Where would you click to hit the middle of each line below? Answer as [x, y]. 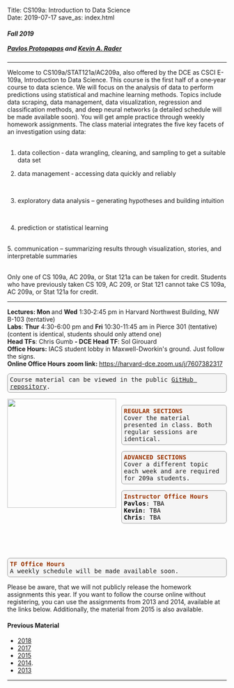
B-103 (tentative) [31, 319]
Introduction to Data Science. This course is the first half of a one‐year [125, 80]
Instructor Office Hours [166, 496]
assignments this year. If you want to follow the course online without [107, 594]
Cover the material [157, 418]
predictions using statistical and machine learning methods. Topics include [114, 94]
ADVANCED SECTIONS [155, 457]
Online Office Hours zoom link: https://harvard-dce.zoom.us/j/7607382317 [115, 364]
